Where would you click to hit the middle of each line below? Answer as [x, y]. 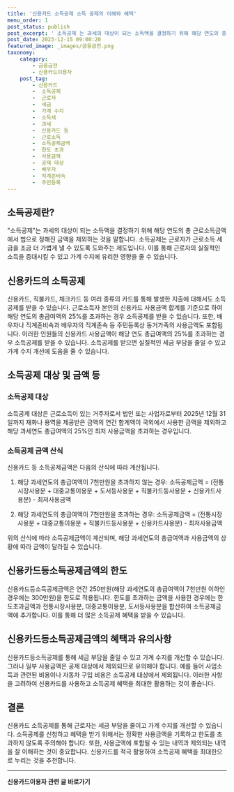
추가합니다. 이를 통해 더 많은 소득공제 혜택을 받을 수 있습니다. [103, 615]
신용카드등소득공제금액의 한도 [67, 570]
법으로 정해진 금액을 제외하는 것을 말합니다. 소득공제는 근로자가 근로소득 [118, 239]
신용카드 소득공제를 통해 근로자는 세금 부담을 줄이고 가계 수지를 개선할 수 [106, 726]
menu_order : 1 [28, 20]
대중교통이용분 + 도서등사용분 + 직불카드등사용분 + [123, 491]
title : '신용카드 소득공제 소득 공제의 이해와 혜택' [72, 14]
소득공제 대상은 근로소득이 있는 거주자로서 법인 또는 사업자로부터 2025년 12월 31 [117, 413]
